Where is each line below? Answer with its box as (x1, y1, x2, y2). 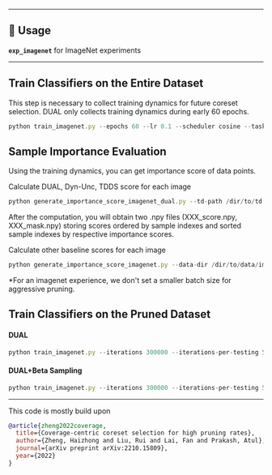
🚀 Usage (8, 24, 51, 37)
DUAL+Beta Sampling (8, 366, 83, 375)
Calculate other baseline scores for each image (8, 245, 166, 255)
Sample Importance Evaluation (8, 144, 168, 158)
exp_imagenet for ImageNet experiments (8, 45, 142, 55)
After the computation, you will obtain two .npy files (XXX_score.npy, (8, 212, 237, 222)
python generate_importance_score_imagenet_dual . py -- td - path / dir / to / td (8, 198, 263, 206)
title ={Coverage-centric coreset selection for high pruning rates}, (15, 429, 255, 438)
